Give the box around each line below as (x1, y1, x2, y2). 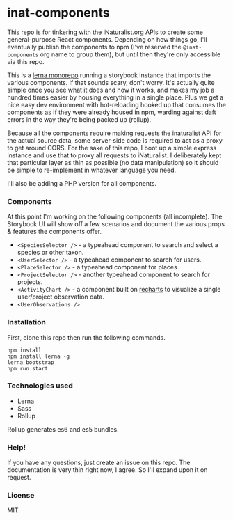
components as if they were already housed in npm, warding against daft (7, 108, 217, 116)
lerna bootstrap (7, 359, 54, 366)
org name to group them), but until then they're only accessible (40, 50, 221, 58)
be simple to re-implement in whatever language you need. (7, 166, 177, 174)
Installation (7, 317, 47, 327)
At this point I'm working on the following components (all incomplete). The (7, 212, 223, 221)
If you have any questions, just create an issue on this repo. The (7, 458, 191, 467)
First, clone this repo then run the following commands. (7, 333, 166, 342)
